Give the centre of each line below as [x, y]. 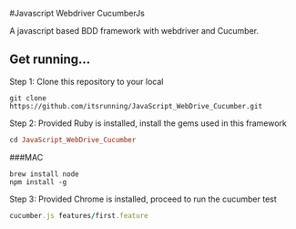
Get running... [50, 60]
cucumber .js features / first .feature [79, 215]
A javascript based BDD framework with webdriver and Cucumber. [134, 31]
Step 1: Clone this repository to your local [87, 81]
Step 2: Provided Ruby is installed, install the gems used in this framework [148, 123]
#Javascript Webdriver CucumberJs [77, 13]
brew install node [44, 174]
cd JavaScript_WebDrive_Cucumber [73, 140]
